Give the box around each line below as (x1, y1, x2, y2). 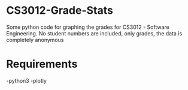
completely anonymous (6, 36, 64, 43)
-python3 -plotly (6, 77, 47, 84)
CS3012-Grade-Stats (6, 4, 114, 17)
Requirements (6, 58, 78, 71)
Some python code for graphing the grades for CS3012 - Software (6, 23, 169, 31)
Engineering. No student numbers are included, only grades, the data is (6, 29, 183, 37)
